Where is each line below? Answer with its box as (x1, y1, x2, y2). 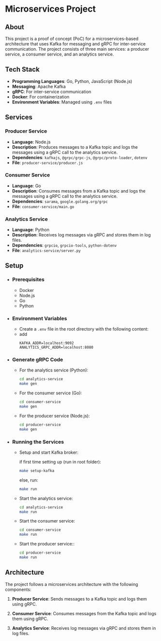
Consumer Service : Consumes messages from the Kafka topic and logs (12, 610, 157, 616)
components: (5, 586, 32, 592)
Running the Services (12, 438, 64, 445)
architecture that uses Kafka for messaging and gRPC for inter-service (5, 41, 146, 47)
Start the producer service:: (19, 541, 75, 547)
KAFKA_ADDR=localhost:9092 (19, 341, 74, 346)
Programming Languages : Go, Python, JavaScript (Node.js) (12, 78, 132, 84)
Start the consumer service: (19, 518, 75, 524)
